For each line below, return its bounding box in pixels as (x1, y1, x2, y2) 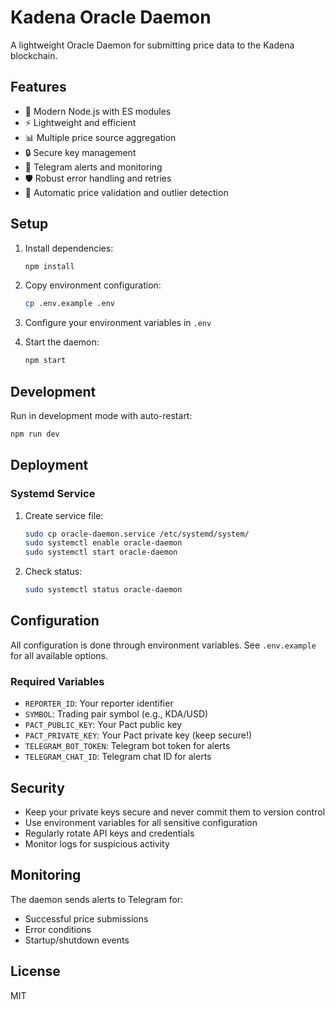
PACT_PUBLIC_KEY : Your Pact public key (24, 719, 183, 731)
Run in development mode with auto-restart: (10, 410, 193, 421)
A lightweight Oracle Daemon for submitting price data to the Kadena (10, 39, 295, 51)
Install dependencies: (24, 242, 114, 254)
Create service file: (24, 509, 104, 521)
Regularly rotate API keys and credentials (24, 827, 195, 839)
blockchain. (10, 49, 58, 61)
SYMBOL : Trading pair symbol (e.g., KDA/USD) (24, 708, 209, 720)
